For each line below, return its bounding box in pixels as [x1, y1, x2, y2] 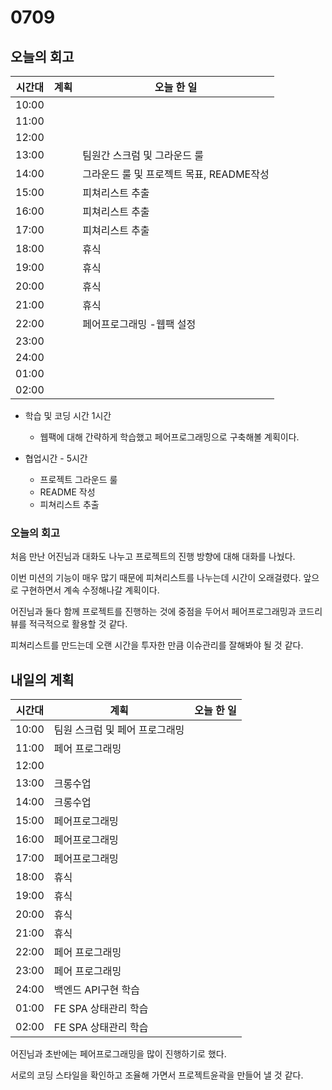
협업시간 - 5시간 [24, 452, 88, 464]
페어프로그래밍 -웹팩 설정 [82, 317, 197, 331]
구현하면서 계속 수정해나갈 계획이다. [20, 584, 160, 596]
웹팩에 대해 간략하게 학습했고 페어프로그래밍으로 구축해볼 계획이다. [39, 431, 300, 443]
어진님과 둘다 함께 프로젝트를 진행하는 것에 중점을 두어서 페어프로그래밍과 [10, 606, 297, 618]
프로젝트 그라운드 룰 [39, 474, 118, 485]
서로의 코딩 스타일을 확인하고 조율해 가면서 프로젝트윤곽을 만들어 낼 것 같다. [10, 1069, 304, 1081]
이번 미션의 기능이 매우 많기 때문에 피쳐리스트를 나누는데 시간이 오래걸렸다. [10, 572, 302, 584]
